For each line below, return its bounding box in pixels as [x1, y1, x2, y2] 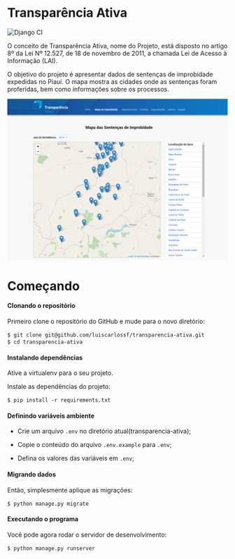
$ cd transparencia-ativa [7, 338, 83, 346]
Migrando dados [7, 470, 56, 479]
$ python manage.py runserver [7, 544, 96, 552]
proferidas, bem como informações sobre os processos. [7, 85, 169, 93]
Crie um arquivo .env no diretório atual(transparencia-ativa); [17, 427, 191, 435]
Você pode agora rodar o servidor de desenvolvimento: [7, 530, 167, 539]
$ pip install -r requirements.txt [7, 397, 111, 404]
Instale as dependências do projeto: [7, 383, 111, 391]
